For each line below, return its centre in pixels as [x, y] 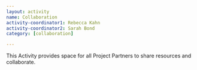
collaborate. [21, 62]
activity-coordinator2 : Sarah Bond [51, 28]
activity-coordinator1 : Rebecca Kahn [53, 23]
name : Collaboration [32, 17]
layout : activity [28, 12]
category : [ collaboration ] [40, 34]
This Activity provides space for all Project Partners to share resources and [99, 56]
